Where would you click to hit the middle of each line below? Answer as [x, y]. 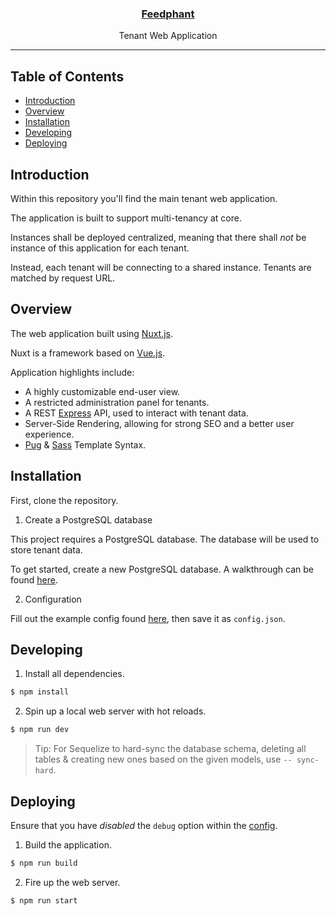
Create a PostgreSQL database [88, 519]
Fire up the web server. [72, 882]
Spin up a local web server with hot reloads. [115, 711]
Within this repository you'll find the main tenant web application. [144, 198]
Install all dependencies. [74, 674]
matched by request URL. [63, 278]
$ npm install [40, 692]
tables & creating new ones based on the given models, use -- [163, 759]
